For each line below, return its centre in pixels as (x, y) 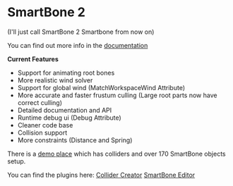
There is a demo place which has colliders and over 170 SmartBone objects (116, 154)
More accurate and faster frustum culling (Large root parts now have (117, 95)
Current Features (33, 59)
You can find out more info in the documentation (78, 45)
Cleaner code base (45, 125)
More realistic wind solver (55, 80)
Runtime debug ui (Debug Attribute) (69, 118)
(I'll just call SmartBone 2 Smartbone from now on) (81, 32)
